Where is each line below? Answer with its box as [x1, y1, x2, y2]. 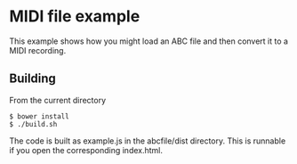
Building [9, 71, 56, 86]
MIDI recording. [9, 45, 67, 55]
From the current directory [9, 94, 107, 105]
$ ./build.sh [9, 119, 58, 128]
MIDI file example [9, 6, 140, 27]
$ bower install [9, 111, 69, 121]
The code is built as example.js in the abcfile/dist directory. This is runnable [9, 135, 286, 146]
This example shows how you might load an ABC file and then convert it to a [9, 36, 289, 46]
